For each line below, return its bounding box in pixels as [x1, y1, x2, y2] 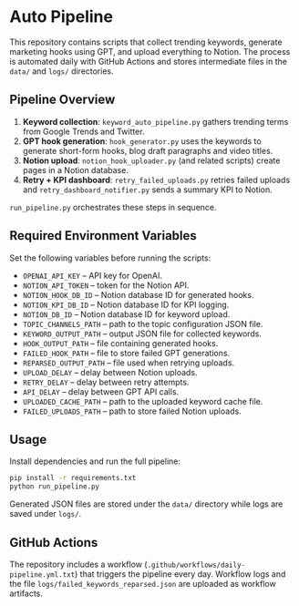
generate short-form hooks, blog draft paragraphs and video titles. [22, 145, 273, 156]
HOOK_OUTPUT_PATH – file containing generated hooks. [22, 337, 219, 348]
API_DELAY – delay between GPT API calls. [22, 385, 180, 397]
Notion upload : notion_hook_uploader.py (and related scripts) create [22, 155, 281, 166]
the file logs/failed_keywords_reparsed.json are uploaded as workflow [9, 578, 276, 589]
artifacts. [9, 588, 44, 599]
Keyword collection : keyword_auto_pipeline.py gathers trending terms [22, 116, 289, 127]
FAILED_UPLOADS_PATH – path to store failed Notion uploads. [22, 406, 242, 416]
